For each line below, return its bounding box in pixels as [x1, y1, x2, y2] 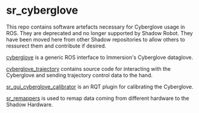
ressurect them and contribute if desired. [6, 42, 107, 49]
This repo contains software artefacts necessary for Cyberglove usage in [6, 23, 185, 30]
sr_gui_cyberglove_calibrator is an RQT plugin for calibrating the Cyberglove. [6, 83, 194, 90]
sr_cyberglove [6, 4, 78, 17]
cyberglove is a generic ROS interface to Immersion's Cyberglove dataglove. [6, 54, 194, 61]
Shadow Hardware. [6, 101, 53, 108]
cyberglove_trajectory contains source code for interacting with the [6, 65, 171, 72]
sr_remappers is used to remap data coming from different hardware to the [6, 95, 189, 102]
